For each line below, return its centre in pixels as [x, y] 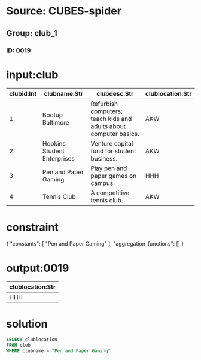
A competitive [110, 193]
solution [27, 324]
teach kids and [111, 119]
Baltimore [56, 123]
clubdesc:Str [115, 94]
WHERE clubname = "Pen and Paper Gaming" [59, 351]
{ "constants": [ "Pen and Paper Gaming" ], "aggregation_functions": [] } [95, 244]
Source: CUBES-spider [64, 11]
